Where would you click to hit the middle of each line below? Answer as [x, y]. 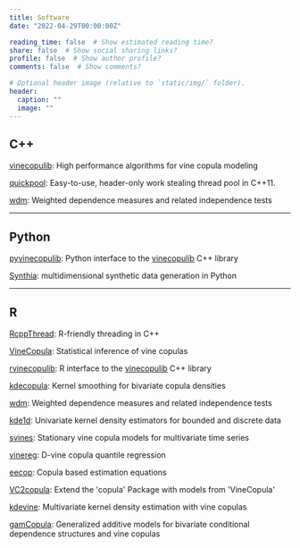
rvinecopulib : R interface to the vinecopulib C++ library [110, 368]
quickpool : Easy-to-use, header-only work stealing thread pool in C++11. [142, 183]
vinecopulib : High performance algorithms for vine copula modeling [134, 165]
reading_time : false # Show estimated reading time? [112, 42]
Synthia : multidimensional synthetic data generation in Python [123, 276]
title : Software [39, 17]
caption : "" [40, 99]
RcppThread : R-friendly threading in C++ [84, 333]
